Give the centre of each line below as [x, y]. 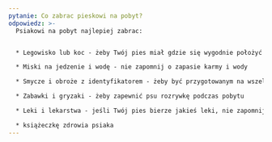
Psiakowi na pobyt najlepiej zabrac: [79, 31]
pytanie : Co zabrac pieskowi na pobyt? [76, 16]
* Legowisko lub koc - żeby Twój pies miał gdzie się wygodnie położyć [139, 52]
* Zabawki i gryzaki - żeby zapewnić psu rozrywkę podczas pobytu [130, 96]
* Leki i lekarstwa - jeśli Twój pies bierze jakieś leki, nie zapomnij [141, 111]
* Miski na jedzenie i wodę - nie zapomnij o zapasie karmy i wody [132, 67]
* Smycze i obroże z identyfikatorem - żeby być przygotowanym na [130, 81]
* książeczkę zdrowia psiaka [65, 125]
